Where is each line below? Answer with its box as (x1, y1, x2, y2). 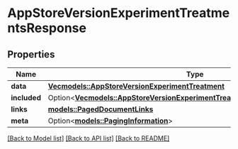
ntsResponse (7, 20, 87, 36)
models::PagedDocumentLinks (47, 104, 154, 114)
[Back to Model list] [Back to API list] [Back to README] (7, 134, 170, 143)
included (11, 93, 41, 102)
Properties (7, 48, 55, 60)
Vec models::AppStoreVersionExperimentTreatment (47, 82, 225, 91)
